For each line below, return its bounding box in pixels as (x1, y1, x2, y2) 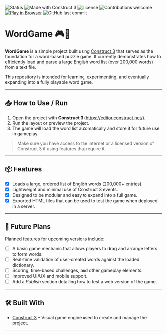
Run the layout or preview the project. (12, 120, 89, 126)
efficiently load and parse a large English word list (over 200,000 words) (5, 59, 153, 65)
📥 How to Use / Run (5, 99, 68, 107)
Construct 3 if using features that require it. (17, 145, 106, 152)
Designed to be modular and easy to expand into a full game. (12, 192, 138, 198)
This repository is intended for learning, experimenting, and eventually (5, 74, 149, 80)
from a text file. (5, 64, 36, 70)
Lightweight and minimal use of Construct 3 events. (12, 186, 118, 192)
